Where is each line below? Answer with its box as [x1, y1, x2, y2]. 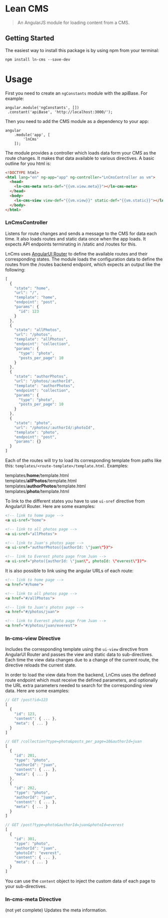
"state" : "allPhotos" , [14, 327, 61, 332]
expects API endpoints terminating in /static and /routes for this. [5, 241, 137, 247]
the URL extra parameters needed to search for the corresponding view [5, 682, 152, 688]
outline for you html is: [5, 160, 51, 166]
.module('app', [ [14, 132, 50, 137]
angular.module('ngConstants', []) [5, 105, 79, 110]
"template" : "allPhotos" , [14, 337, 68, 342]
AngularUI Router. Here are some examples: [5, 503, 95, 509]
